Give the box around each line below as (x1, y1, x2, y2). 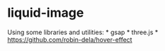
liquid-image (7, 5, 84, 21)
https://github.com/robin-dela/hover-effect (7, 35, 132, 43)
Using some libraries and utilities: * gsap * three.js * (7, 28, 159, 36)
